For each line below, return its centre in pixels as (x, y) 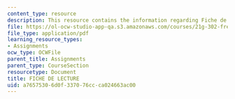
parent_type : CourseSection (48, 66)
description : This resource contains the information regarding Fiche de (117, 20)
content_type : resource (42, 14)
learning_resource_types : (45, 40)
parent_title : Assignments (47, 59)
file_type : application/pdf (48, 33)
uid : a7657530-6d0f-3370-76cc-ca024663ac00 (72, 85)
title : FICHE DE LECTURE (43, 78)
